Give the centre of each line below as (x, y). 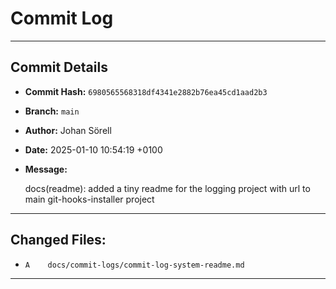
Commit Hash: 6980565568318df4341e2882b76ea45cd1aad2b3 (146, 91)
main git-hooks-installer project (89, 199)
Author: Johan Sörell (68, 130)
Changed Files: (58, 240)
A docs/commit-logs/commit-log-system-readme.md (134, 265)
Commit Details (59, 67)
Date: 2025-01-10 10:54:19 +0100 (93, 149)
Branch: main (52, 111)
